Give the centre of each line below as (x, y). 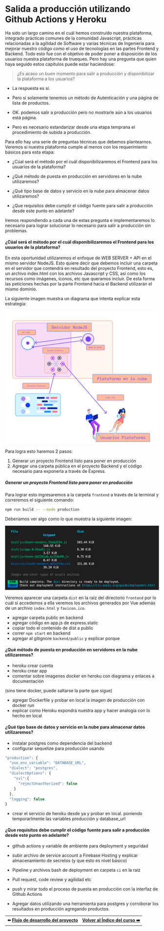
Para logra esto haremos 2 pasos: (39, 451)
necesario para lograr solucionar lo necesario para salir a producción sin (78, 225)
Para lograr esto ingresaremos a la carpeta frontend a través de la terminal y (82, 495)
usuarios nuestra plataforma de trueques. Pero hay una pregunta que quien (81, 59)
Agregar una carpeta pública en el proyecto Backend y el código (77, 466)
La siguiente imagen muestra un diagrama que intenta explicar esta (73, 299)
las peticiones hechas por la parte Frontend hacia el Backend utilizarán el (79, 284)
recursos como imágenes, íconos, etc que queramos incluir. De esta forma (80, 279)
